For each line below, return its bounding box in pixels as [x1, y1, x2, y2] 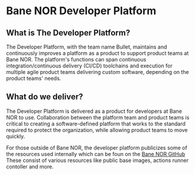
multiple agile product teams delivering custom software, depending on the [6, 69, 189, 75]
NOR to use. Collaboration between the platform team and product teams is [6, 114, 190, 121]
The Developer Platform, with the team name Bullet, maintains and [6, 43, 167, 50]
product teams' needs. [6, 75, 61, 82]
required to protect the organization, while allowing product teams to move [6, 126, 188, 134]
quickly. [6, 132, 25, 140]
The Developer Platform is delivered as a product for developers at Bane [6, 108, 182, 115]
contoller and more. [6, 163, 54, 170]
